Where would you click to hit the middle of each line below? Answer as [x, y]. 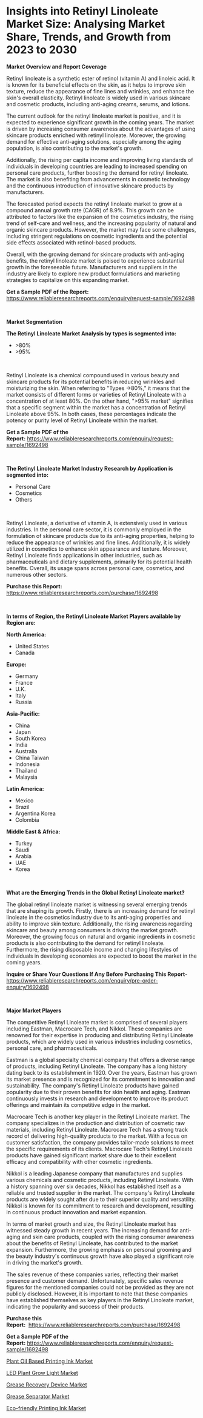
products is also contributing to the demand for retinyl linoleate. [85, 943]
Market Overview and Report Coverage [57, 66]
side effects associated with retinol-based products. [72, 242]
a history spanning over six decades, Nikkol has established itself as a [94, 1186]
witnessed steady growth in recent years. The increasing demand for [92, 1230]
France [24, 682]
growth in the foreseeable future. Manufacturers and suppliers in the [92, 267]
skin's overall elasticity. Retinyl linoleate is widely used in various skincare [98, 98]
